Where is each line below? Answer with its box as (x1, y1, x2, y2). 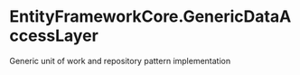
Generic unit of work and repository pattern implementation (9, 55, 231, 66)
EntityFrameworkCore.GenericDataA (9, 6, 292, 27)
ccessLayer (9, 25, 99, 46)
